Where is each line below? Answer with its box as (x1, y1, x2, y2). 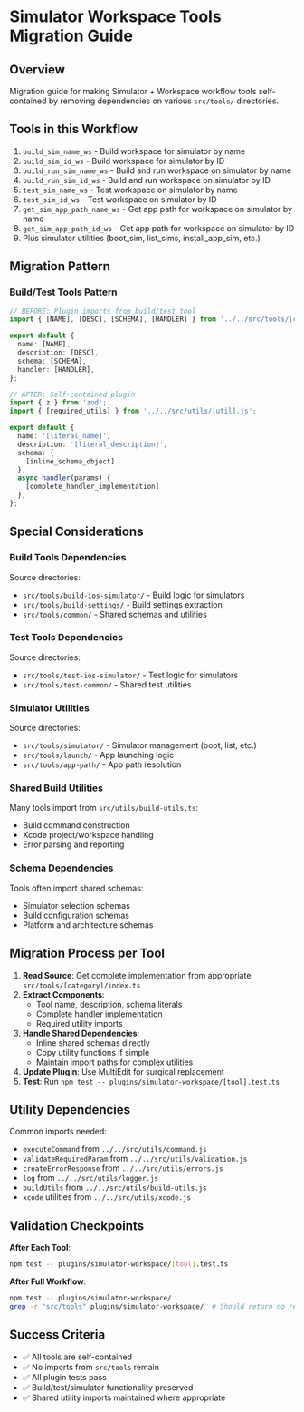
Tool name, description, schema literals (35, 998, 183, 1009)
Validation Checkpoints (9, 1218, 145, 1233)
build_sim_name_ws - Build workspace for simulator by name (22, 145, 246, 156)
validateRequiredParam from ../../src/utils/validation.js (22, 1154, 248, 1164)
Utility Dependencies (9, 1102, 131, 1117)
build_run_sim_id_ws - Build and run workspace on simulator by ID (22, 174, 271, 185)
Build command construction (22, 820, 130, 831)
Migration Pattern (9, 258, 111, 274)
